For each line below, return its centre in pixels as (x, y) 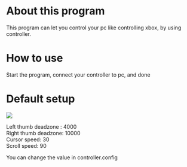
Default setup (41, 99)
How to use (35, 58)
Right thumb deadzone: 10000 (43, 133)
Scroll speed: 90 (26, 145)
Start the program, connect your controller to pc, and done (78, 75)
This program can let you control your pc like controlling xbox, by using (94, 28)
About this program (56, 11)
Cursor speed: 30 (28, 139)
